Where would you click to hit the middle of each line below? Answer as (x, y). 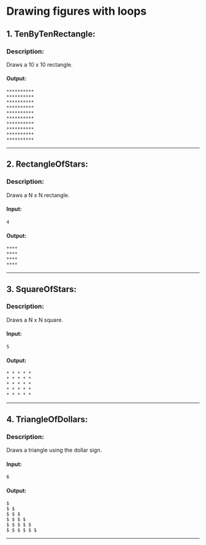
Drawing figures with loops (77, 11)
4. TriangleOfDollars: (47, 419)
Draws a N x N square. (35, 320)
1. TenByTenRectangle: (51, 34)
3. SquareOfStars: (41, 289)
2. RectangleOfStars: (48, 164)
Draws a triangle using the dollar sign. (54, 450)
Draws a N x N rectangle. (38, 195)
